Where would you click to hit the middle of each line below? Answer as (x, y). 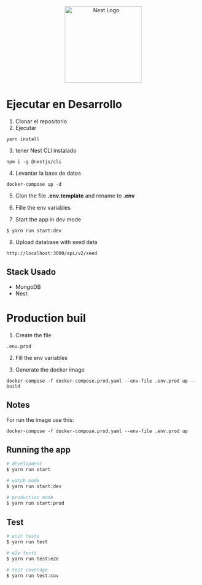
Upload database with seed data (56, 242)
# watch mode (23, 481)
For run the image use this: (40, 419)
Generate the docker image (50, 369)
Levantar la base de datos (48, 173)
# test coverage (27, 570)
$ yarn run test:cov (33, 575)
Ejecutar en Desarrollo (64, 105)
